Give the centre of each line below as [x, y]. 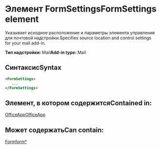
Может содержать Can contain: [55, 130]
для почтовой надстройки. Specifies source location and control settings [78, 38]
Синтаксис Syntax [33, 68]
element [22, 19]
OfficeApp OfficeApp [25, 115]
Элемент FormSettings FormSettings [81, 9]
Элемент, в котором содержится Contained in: [78, 103]
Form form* [16, 141]
